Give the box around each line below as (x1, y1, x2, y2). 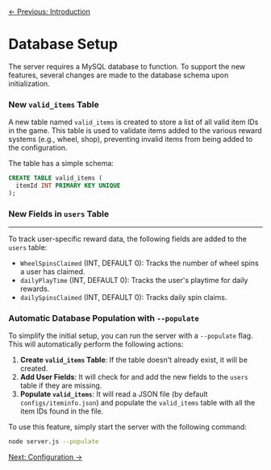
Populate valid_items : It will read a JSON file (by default (19, 389, 208, 399)
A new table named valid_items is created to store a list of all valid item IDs (8, 117, 259, 127)
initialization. (8, 78, 50, 88)
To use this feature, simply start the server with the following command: (8, 422, 248, 432)
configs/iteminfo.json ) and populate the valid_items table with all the (19, 398, 256, 408)
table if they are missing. (19, 381, 102, 390)
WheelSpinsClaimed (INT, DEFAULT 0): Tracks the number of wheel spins (19, 258, 260, 268)
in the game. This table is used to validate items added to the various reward (8, 126, 262, 135)
